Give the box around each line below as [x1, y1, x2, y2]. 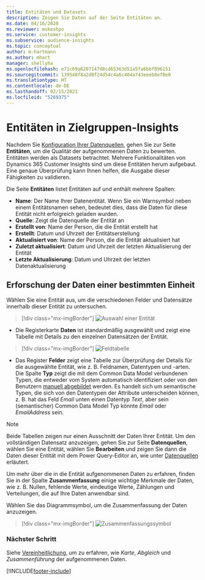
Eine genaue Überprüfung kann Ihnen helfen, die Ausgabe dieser [6, 166, 170, 174]
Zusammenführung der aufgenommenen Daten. [6, 555, 127, 563]
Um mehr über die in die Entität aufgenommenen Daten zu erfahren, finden [6, 470, 195, 477]
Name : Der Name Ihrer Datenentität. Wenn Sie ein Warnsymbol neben [15, 197, 192, 204]
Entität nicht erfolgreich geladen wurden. [15, 210, 119, 217]
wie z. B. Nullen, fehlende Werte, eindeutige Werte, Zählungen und [6, 483, 174, 490]
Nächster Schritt [6, 535, 57, 543]
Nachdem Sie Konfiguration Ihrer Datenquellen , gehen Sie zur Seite [6, 141, 176, 148]
